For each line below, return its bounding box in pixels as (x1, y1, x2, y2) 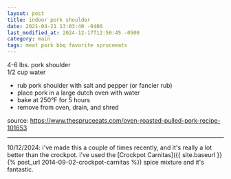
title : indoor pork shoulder (7, 16, 91, 23)
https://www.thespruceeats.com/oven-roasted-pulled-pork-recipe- (30, 117, 221, 124)
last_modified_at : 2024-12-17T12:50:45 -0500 (7, 29, 140, 36)
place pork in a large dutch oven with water (16, 88, 140, 97)
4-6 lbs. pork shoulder (7, 61, 71, 69)
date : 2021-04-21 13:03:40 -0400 (7, 23, 103, 29)
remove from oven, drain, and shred (16, 104, 119, 111)
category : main (7, 36, 51, 43)
